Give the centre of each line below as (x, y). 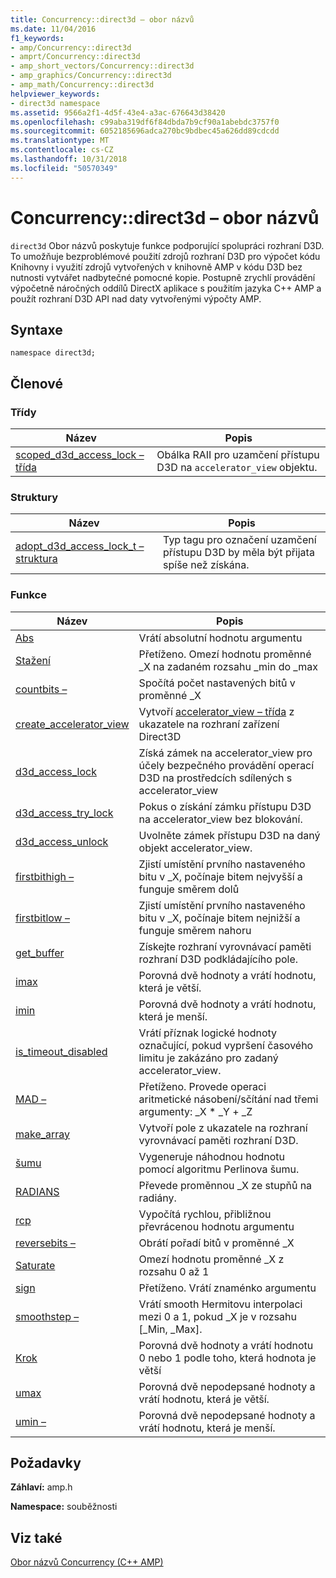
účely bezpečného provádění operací (226, 765)
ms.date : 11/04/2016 (53, 29)
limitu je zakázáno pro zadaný (208, 1058)
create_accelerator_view (72, 724)
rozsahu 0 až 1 (174, 1271)
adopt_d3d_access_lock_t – (80, 546)
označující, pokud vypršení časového (226, 1045)
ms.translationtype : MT (60, 141)
